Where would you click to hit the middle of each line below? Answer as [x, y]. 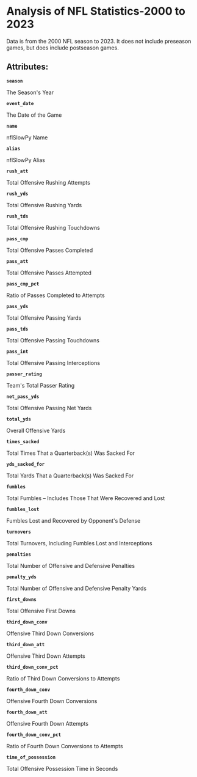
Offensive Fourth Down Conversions [52, 701]
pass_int [17, 352]
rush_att [17, 171]
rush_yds [17, 194]
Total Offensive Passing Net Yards [49, 408]
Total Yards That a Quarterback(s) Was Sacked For [70, 476]
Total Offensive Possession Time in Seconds [62, 768]
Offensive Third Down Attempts [46, 656]
